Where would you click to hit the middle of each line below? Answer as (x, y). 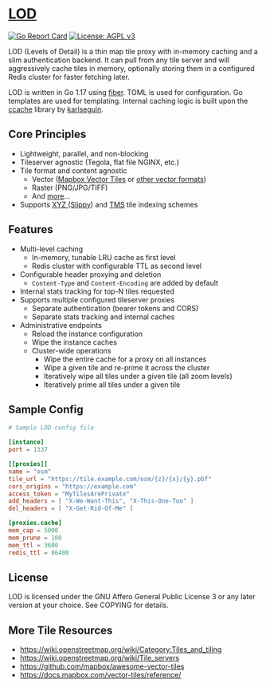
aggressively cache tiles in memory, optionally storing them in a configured (131, 68)
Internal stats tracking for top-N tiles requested (97, 291)
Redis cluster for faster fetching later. (69, 77)
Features (31, 229)
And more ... (51, 195)
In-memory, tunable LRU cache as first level (104, 257)
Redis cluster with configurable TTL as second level (116, 266)
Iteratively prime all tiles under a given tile (112, 385)
